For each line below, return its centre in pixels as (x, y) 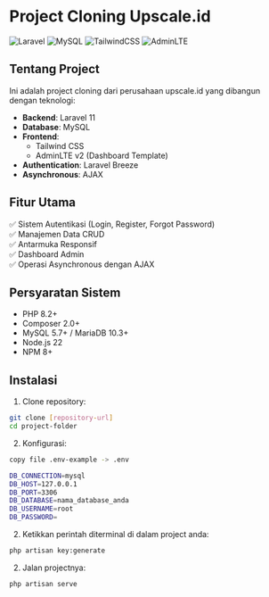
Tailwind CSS (60, 145)
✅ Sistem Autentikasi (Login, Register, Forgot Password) (112, 224)
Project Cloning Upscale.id (110, 17)
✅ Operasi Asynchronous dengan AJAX (82, 264)
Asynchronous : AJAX (63, 174)
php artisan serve (43, 584)
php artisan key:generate (57, 551)
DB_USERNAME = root (41, 509)
